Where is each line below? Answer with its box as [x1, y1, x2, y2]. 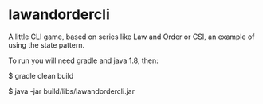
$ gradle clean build [8, 71, 74, 80]
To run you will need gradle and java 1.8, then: [8, 56, 159, 65]
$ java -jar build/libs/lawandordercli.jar [8, 86, 135, 96]
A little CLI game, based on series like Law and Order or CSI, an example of [8, 32, 255, 41]
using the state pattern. [8, 40, 85, 49]
